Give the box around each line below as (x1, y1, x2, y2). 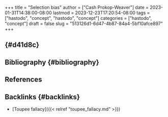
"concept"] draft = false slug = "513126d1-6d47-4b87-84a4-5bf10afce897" (5, 20, 163, 26)
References (5, 75, 42, 84)
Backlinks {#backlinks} (5, 93, 80, 101)
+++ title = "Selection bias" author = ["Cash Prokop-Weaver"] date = (5, 5, 149, 10)
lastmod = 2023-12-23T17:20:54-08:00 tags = (52, 10, 150, 16)
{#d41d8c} (5, 41, 40, 49)
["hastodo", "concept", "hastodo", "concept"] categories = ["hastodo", (5, 15, 152, 21)
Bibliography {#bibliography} (5, 58, 100, 67)
